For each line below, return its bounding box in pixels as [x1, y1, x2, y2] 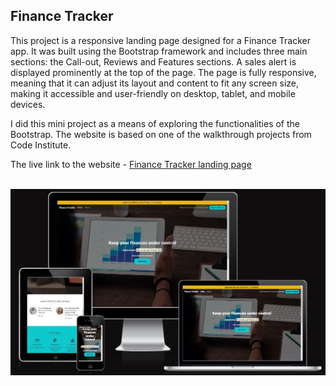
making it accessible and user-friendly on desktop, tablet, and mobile [10, 87, 296, 99]
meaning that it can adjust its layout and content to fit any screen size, [10, 77, 299, 89]
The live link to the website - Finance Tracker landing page [10, 158, 252, 170]
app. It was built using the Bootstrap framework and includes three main [10, 45, 308, 57]
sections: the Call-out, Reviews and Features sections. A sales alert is [10, 55, 297, 68]
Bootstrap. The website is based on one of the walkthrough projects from [10, 128, 312, 140]
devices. [10, 98, 46, 110]
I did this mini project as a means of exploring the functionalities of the [10, 117, 300, 129]
